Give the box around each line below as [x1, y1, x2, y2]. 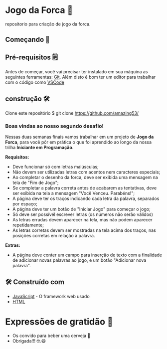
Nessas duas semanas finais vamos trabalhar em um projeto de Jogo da [5, 134, 154, 140]
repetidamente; [12, 222, 44, 228]
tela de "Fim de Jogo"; [12, 179, 59, 186]
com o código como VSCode [5, 79, 65, 85]
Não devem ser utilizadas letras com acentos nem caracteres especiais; [12, 169, 161, 175]
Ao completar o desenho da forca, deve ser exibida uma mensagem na [12, 174, 158, 180]
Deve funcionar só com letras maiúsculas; [12, 164, 99, 170]
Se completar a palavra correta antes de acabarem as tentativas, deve [12, 185, 157, 191]
